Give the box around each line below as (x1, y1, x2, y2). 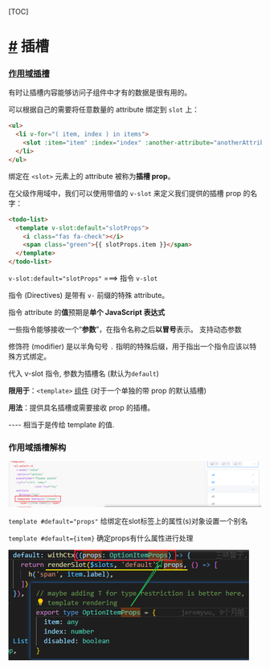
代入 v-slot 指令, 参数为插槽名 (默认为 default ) (8, 369, 159, 378)
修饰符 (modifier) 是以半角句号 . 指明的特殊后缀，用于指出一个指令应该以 (8, 341, 250, 352)
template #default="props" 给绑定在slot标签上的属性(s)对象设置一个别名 (8, 516, 248, 526)
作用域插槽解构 (8, 442, 67, 453)
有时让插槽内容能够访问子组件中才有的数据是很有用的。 (8, 88, 191, 97)
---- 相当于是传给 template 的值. (8, 420, 115, 430)
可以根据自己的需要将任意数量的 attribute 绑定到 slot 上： (8, 104, 199, 115)
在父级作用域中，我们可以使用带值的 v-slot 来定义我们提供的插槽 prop (8, 188, 242, 198)
